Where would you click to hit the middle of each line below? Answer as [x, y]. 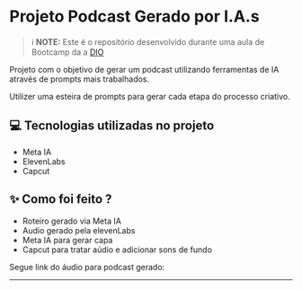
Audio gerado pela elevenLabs [79, 230]
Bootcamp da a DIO [67, 52]
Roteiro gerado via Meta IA [71, 221]
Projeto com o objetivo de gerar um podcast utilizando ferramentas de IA [144, 69]
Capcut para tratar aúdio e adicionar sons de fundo [117, 250]
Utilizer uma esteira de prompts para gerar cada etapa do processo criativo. [150, 96]
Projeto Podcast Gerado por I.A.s [134, 17]
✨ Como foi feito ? [61, 199]
